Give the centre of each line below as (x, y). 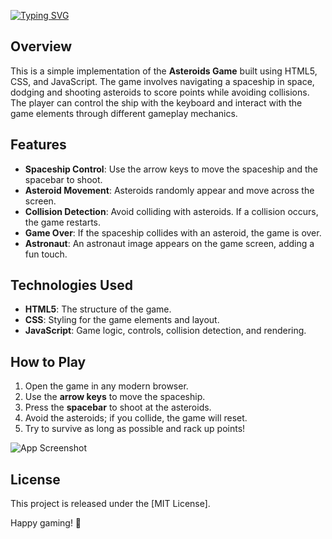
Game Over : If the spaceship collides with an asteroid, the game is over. (173, 232)
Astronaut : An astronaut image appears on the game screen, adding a (169, 243)
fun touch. (46, 254)
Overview (41, 46)
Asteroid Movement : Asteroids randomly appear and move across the (169, 190)
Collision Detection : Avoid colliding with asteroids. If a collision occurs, (171, 211)
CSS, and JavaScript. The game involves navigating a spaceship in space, (162, 81)
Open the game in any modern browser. (106, 386)
